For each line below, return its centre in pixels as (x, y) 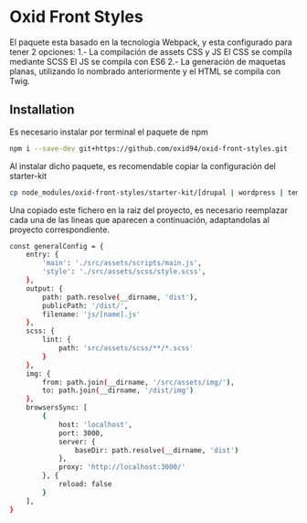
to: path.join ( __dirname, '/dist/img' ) (118, 390)
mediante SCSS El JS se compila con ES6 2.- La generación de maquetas (148, 61)
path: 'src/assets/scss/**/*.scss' (126, 348)
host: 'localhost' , (95, 424)
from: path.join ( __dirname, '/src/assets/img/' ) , (138, 382)
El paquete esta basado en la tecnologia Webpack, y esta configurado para (151, 42)
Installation (42, 110)
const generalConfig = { (57, 246)
